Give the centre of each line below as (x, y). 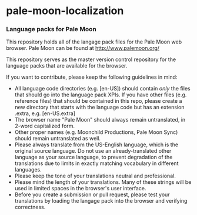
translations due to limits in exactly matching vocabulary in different (96, 163)
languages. (28, 170)
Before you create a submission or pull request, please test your (92, 194)
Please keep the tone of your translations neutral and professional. (95, 176)
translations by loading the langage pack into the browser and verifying (101, 201)
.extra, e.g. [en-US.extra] (45, 113)
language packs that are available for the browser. (67, 66)
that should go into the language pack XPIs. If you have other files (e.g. (101, 95)
